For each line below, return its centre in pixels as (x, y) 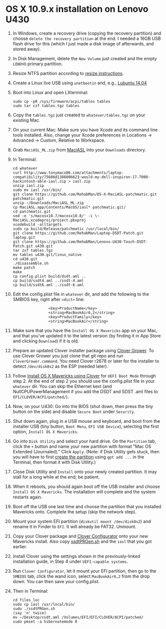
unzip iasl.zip (28, 185)
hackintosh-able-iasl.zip (39, 181)
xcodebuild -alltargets (37, 224)
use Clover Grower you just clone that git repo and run (68, 356)
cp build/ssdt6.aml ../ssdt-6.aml (48, 285)
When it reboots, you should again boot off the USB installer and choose (86, 486)
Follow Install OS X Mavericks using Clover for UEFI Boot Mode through (84, 375)
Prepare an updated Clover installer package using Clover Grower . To (83, 350)
